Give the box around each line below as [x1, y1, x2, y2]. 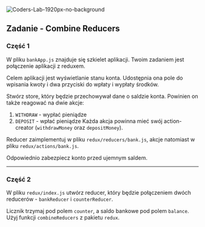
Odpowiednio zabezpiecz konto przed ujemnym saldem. [6, 154, 148, 162]
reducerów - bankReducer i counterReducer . [6, 195, 113, 203]
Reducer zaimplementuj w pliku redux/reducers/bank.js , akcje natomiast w [6, 135, 195, 143]
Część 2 [6, 175, 31, 184]
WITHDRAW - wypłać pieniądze [15, 111, 87, 118]
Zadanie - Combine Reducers [6, 23, 120, 34]
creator [15, 124, 34, 131]
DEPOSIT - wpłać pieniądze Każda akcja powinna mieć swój [15, 117, 163, 125]
